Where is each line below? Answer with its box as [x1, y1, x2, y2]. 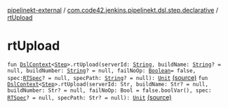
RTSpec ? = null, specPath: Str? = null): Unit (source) [7, 93, 172, 101]
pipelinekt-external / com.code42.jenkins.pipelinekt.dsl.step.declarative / [7, 6, 219, 14]
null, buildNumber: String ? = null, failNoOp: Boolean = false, [7, 67, 196, 74]
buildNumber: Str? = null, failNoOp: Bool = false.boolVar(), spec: [7, 87, 212, 94]
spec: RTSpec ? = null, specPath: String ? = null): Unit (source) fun [7, 73, 208, 81]
